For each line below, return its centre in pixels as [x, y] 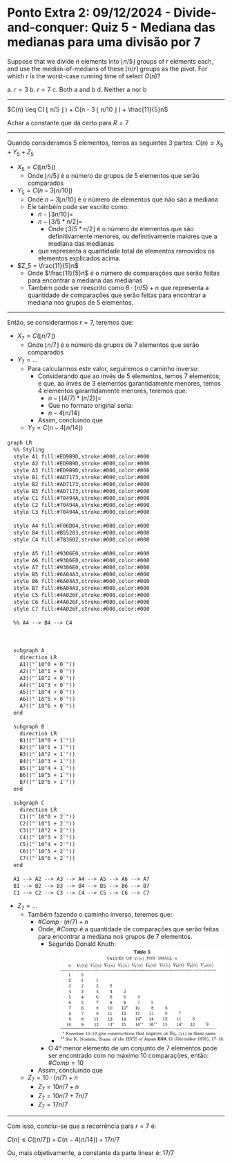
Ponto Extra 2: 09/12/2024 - [89, 13]
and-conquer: [48, 27]
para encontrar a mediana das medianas [85, 280]
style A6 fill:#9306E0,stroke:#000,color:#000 [81, 560]
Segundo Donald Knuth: [82, 944]
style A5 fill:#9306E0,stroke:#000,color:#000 [81, 553]
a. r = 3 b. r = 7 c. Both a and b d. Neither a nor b [77, 89]
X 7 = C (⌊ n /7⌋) [36, 337]
